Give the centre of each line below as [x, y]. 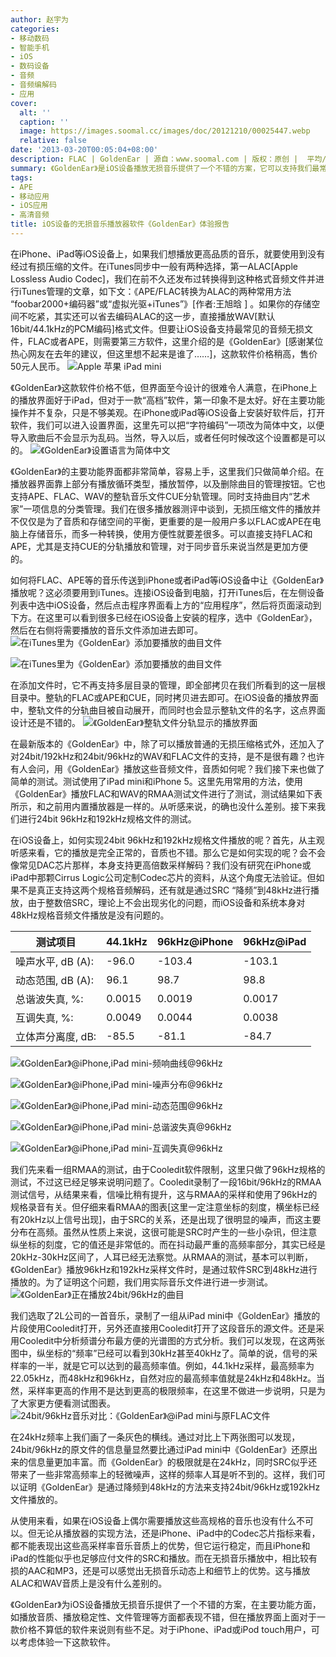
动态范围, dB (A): [54, 980]
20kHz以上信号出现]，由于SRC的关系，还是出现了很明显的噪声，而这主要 [170, 1219]
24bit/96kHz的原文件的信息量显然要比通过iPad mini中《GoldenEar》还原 [159, 1449]
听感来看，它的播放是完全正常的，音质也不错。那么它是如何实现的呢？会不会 [168, 852]
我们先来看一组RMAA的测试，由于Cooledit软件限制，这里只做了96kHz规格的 [168, 1169]
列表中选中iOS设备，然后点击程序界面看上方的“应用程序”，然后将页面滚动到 [166, 605]
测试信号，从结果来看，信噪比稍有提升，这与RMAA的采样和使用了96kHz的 [164, 1194]
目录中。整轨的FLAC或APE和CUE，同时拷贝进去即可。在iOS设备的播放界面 [164, 697]
